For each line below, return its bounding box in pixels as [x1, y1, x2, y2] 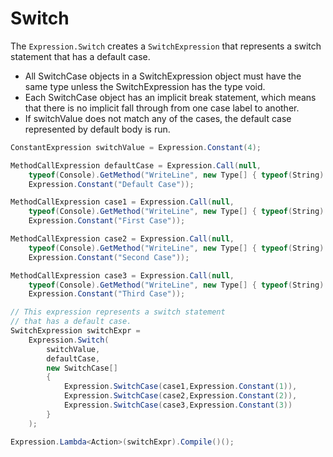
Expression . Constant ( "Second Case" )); [28, 252, 190, 262]
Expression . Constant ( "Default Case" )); [28, 179, 195, 189]
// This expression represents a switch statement [10, 307, 226, 317]
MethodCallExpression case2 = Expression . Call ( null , [10, 234, 235, 244]
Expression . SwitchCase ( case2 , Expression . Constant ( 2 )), [63, 391, 298, 401]
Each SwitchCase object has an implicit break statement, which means [24, 91, 317, 103]
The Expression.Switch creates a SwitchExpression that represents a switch [10, 40, 322, 52]
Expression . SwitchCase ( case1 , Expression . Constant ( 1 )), [63, 382, 298, 392]
